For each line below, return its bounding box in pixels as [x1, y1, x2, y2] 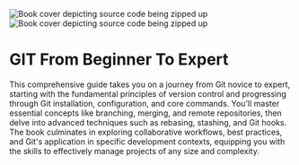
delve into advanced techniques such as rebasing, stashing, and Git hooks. [9, 117, 287, 127]
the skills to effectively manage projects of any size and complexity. [9, 145, 260, 156]
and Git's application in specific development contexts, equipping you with [9, 135, 286, 147]
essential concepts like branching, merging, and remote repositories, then [9, 108, 283, 118]
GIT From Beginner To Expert [9, 49, 229, 70]
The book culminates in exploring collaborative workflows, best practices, [9, 126, 283, 137]
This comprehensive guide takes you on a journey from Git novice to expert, [9, 79, 291, 90]
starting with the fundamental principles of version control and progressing [9, 88, 287, 99]
